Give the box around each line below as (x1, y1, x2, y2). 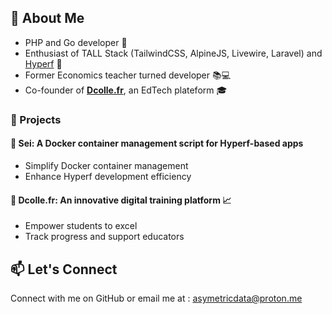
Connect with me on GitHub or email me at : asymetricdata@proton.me (10, 292, 303, 304)
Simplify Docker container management (24, 159, 189, 171)
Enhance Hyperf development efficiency (24, 170, 192, 182)
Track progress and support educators (24, 231, 185, 243)
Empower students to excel (24, 220, 138, 232)
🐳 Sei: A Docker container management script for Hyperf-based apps (10, 137, 304, 150)
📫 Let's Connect (10, 261, 118, 278)
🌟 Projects (10, 112, 62, 126)
